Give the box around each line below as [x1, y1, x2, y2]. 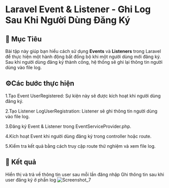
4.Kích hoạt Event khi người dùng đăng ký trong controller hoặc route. [5, 133, 152, 139]
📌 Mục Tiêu [5, 35, 42, 43]
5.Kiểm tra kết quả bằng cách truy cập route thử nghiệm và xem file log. [5, 143, 156, 149]
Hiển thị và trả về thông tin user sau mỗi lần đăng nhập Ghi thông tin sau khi [5, 171, 164, 177]
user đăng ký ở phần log [5, 177, 57, 183]
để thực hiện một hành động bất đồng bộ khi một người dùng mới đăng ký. [5, 53, 161, 60]
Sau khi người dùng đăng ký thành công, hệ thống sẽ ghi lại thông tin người [5, 59, 163, 65]
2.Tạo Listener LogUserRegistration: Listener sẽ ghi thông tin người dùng [5, 108, 158, 114]
